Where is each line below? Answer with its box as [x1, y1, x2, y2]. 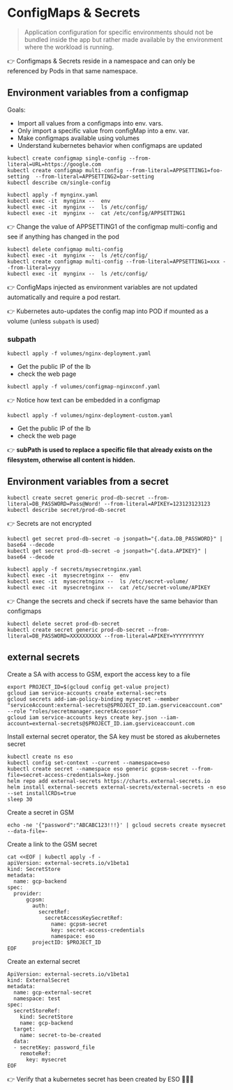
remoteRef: [20, 1050, 52, 1057]
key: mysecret [25, 1056, 68, 1063]
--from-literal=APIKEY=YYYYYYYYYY [103, 633, 204, 639]
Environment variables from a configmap [7, 87, 189, 99]
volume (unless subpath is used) [7, 317, 100, 325]
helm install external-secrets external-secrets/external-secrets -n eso [7, 783, 227, 791]
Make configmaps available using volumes [17, 134, 140, 142]
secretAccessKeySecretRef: [44, 914, 123, 921]
